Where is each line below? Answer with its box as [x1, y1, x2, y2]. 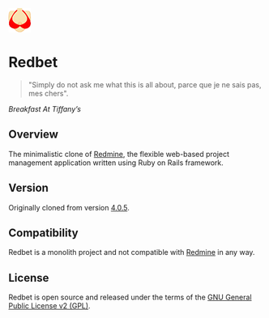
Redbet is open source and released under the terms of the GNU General [8, 292, 253, 303]
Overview [8, 128, 59, 142]
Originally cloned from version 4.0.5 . [8, 202, 130, 212]
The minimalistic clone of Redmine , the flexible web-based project [8, 149, 229, 159]
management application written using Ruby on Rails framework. [8, 158, 224, 167]
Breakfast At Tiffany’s [8, 104, 81, 113]
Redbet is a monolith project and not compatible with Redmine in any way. [8, 248, 255, 257]
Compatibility [8, 226, 79, 240]
